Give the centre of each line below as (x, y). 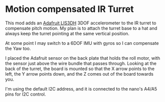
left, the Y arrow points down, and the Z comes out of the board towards (79, 74)
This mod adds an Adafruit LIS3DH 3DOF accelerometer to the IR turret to (81, 23)
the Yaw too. (18, 48)
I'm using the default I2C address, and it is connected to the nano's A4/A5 (81, 89)
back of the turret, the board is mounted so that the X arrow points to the (80, 69)
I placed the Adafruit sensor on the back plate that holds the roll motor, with (83, 58)
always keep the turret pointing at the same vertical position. (67, 33)
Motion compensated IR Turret (70, 9)
